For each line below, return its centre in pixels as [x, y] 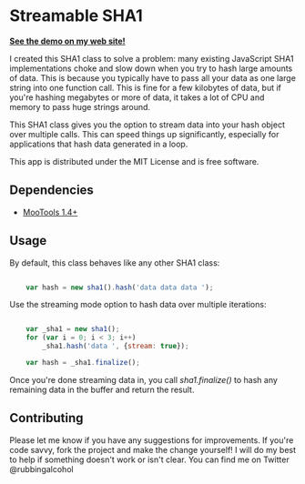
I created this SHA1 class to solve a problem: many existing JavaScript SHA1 [152, 58]
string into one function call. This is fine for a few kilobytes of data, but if [146, 87]
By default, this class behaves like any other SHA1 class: [115, 262]
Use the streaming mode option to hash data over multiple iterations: [138, 305]
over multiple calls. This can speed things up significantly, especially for [144, 134]
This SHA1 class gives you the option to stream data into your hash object [147, 125]
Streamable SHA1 [76, 16]
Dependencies [51, 191]
